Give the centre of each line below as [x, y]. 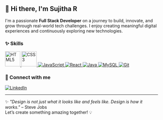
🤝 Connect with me [28, 77]
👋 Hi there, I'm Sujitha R [41, 9]
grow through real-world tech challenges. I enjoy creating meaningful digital [81, 26]
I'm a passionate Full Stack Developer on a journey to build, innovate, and [79, 20]
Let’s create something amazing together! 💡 [49, 112]
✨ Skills [14, 43]
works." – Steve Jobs [26, 107]
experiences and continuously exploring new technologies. [64, 31]
